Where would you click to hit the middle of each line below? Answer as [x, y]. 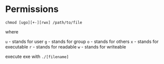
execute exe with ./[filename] [37, 56]
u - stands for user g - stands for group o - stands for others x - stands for [82, 41]
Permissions [32, 9]
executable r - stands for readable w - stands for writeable [66, 46]
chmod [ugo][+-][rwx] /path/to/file [44, 22]
